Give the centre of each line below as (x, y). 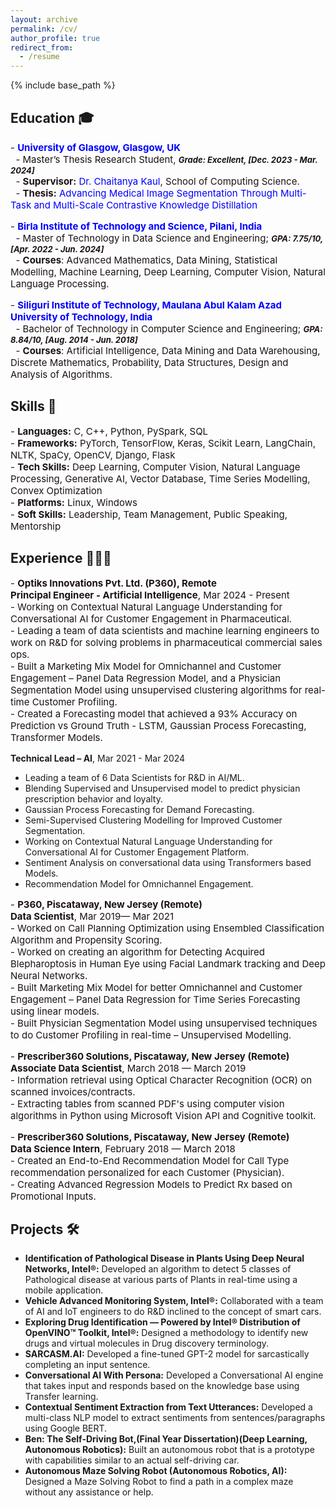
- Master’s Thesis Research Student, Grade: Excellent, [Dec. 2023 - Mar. (166, 159)
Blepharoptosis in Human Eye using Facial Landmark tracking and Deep (168, 963)
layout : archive (44, 19)
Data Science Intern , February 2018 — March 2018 (123, 1148)
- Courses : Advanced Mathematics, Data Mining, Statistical (146, 259)
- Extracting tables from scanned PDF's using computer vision (147, 1103)
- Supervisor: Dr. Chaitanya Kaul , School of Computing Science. (157, 181)
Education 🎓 (52, 117)
